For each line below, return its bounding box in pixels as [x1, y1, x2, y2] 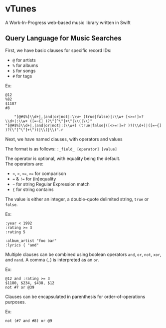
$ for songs [12, 67, 36, 73]
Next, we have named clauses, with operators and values [5, 136, 123, 142]
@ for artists [12, 57, 36, 63]
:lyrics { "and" [5, 242, 39, 247]
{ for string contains [12, 186, 54, 192]
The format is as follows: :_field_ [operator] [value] [5, 145, 117, 151]
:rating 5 [5, 229, 26, 234]
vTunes [5, 3, 36, 14]
